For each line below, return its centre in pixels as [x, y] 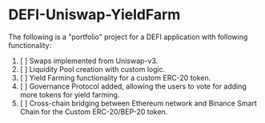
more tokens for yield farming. [70, 94]
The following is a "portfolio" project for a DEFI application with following [128, 37]
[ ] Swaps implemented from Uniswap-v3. [89, 61]
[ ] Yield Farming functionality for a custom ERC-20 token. [115, 77]
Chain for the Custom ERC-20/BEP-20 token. [94, 111]
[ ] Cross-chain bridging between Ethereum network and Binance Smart [139, 103]
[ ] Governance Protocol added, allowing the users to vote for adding [133, 86]
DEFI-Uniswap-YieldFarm [94, 15]
